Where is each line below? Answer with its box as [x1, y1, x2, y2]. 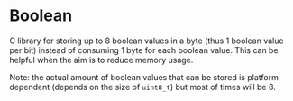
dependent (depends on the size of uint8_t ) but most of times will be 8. [9, 81, 277, 92]
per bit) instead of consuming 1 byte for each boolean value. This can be [9, 44, 279, 55]
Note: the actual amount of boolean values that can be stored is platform [9, 71, 279, 82]
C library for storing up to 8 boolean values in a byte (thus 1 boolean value [9, 35, 284, 46]
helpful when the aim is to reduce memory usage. [9, 54, 194, 65]
